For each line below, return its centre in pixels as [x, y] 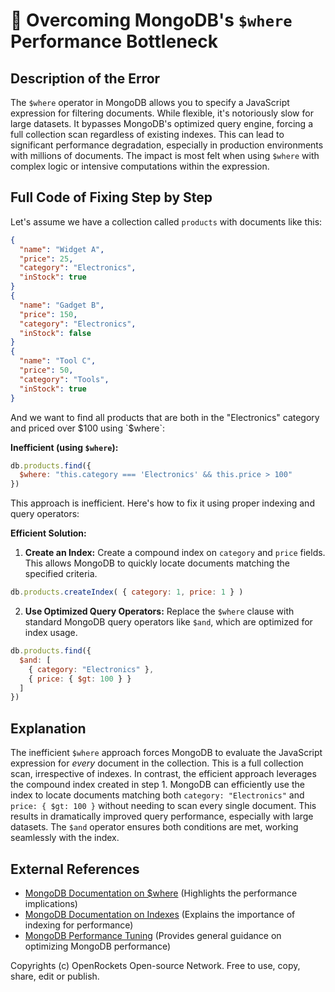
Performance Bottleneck [114, 41]
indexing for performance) [79, 925]
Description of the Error [85, 78]
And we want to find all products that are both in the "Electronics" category [165, 417]
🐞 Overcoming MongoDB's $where [151, 20]
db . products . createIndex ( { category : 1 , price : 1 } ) [127, 592]
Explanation [48, 728]
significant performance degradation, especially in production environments [167, 145]
